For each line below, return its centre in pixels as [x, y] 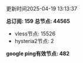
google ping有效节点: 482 [38, 54]
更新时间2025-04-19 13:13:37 [42, 9]
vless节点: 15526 [35, 34]
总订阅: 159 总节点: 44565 [38, 21]
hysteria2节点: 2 [34, 41]
